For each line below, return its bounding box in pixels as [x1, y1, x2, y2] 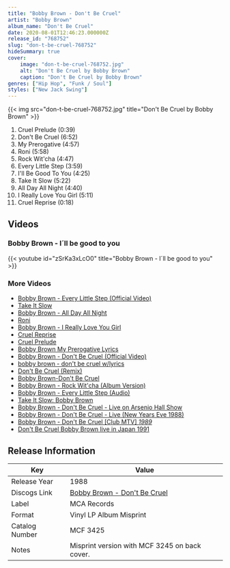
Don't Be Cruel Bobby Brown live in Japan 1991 [17, 425, 149, 433]
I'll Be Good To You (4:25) [17, 169, 91, 178]
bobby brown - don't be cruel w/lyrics [17, 360, 125, 368]
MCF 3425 [70, 525, 105, 534]
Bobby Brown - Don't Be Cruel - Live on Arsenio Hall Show [17, 403, 183, 411]
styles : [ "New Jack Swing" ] [8, 86, 88, 93]
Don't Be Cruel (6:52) [17, 133, 78, 141]
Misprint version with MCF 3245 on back [70, 541, 201, 550]
